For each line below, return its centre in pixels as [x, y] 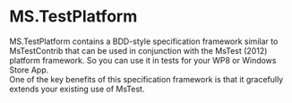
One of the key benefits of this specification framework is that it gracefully [146, 79]
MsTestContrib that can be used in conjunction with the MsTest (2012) [138, 50]
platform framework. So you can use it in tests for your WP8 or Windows [143, 60]
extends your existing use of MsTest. [77, 89]
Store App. [29, 70]
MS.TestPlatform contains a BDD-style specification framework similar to [144, 41]
